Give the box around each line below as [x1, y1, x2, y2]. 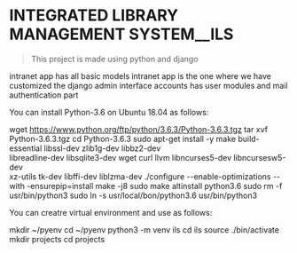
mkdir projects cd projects [9, 233, 106, 244]
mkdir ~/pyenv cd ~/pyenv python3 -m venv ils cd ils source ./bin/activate [9, 224, 279, 235]
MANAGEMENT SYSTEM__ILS [9, 24, 234, 44]
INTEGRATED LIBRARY [9, 5, 179, 26]
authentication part [9, 90, 79, 100]
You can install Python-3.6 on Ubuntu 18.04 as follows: [9, 107, 209, 117]
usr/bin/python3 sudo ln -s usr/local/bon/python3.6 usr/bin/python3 [9, 190, 258, 201]
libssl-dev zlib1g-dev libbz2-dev [43, 143, 161, 154]
